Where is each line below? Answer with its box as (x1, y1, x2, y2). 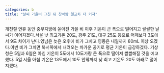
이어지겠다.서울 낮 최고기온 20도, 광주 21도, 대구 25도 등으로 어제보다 (14, 32, 147, 38)
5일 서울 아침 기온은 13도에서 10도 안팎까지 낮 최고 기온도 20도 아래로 (15, 56, 149, 62)
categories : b (5, 7, 34, 12)
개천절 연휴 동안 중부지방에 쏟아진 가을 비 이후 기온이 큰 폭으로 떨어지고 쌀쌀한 (5, 25, 155, 32)
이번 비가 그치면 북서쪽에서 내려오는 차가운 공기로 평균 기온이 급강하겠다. (10, 44, 149, 50)
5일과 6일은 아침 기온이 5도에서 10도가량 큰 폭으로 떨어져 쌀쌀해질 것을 (14, 50, 150, 56)
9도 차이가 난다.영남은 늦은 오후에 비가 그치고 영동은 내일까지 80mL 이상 (10, 38, 149, 44)
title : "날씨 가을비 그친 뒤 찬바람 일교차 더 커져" (5, 12, 98, 17)
